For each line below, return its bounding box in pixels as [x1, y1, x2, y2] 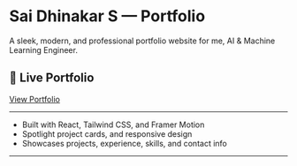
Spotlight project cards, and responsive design [21, 128, 193, 139]
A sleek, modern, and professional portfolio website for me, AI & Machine [9, 35, 276, 46]
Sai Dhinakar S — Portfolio [9, 6, 206, 26]
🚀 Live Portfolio [9, 71, 95, 86]
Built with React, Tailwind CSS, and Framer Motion [21, 119, 205, 130]
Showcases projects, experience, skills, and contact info [21, 138, 227, 148]
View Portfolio [9, 94, 60, 104]
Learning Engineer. [9, 44, 78, 55]
